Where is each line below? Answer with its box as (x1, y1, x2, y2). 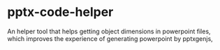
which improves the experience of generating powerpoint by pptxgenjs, (7, 34, 213, 42)
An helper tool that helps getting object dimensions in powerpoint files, (7, 27, 211, 35)
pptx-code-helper (7, 4, 114, 20)
